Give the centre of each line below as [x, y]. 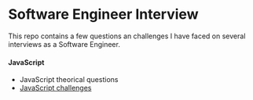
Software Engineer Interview [103, 14]
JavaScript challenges [55, 88]
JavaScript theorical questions [69, 80]
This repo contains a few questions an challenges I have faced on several [127, 36]
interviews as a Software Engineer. [64, 44]
